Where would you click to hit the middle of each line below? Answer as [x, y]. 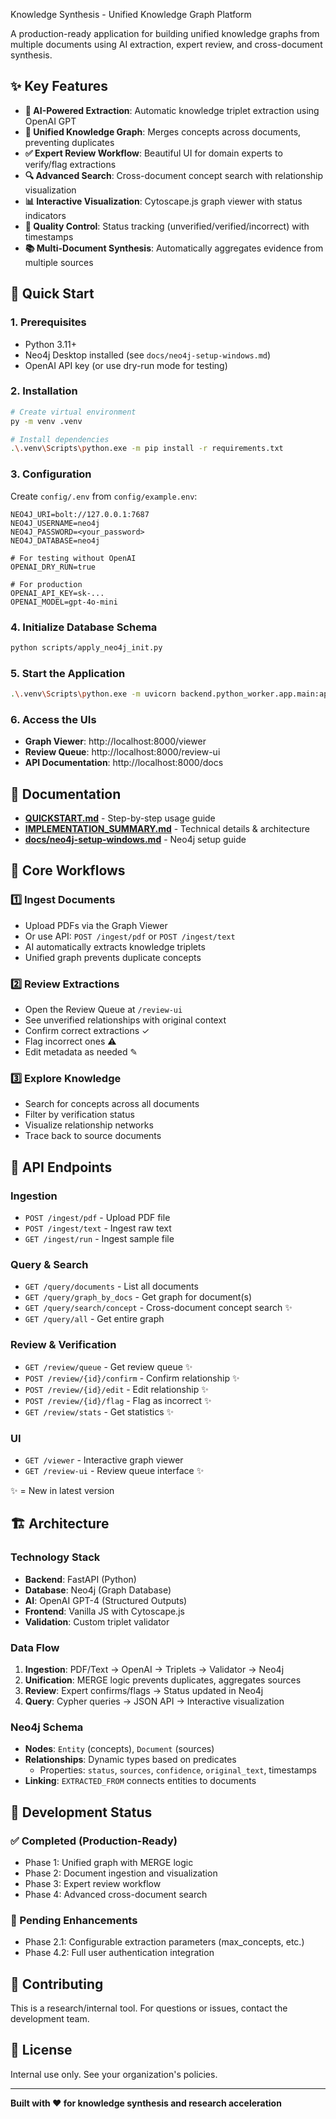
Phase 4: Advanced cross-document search [116, 1894]
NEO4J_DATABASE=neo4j [55, 540]
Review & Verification [63, 1345]
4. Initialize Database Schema [84, 627]
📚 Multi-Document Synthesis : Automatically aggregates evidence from [174, 248]
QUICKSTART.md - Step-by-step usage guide [120, 818]
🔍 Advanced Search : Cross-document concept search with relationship [174, 175]
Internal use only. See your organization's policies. [114, 2074]
